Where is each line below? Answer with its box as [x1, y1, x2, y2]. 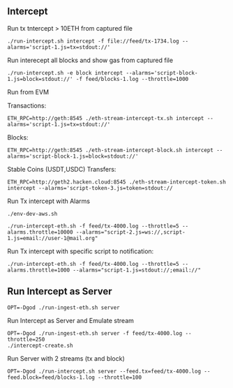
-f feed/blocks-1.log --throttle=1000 [75, 75, 189, 82]
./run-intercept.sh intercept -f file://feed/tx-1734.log [7, 38, 179, 45]
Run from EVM [7, 87, 50, 96]
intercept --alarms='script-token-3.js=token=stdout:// [7, 184, 173, 191]
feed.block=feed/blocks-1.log [7, 373, 96, 381]
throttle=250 [7, 336, 45, 343]
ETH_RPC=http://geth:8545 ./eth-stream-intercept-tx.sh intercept [7, 114, 204, 121]
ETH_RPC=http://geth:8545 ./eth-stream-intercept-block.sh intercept [7, 147, 214, 154]
